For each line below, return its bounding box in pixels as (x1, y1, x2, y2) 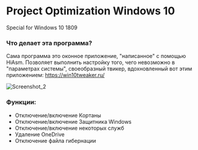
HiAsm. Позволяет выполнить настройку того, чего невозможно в (6, 59, 175, 66)
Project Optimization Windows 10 (6, 4, 175, 18)
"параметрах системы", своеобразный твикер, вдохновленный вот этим (6, 65, 193, 72)
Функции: (6, 98, 36, 106)
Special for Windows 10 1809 (6, 24, 78, 31)
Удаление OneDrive (14, 130, 65, 138)
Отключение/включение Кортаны (14, 112, 102, 119)
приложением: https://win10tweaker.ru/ (6, 72, 105, 79)
